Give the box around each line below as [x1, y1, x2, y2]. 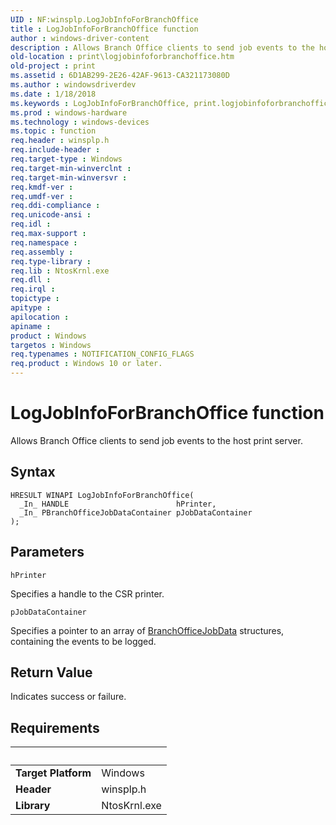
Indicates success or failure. [10, 691, 127, 703]
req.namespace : [10, 237, 78, 248]
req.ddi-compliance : [10, 201, 101, 211]
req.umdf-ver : [10, 191, 74, 201]
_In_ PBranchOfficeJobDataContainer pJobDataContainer [19, 507, 253, 518]
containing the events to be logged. [10, 635, 157, 647]
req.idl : [10, 219, 52, 230]
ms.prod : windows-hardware [10, 107, 128, 118]
